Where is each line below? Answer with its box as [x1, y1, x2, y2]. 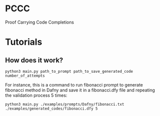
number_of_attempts [5, 73, 45, 78]
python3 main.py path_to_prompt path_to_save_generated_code [5, 69, 133, 74]
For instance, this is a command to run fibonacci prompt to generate [5, 82, 143, 87]
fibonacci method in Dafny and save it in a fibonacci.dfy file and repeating [5, 87, 155, 93]
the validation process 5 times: [5, 92, 67, 98]
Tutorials [5, 36, 42, 48]
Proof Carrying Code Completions [5, 19, 74, 25]
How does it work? [5, 56, 64, 64]
